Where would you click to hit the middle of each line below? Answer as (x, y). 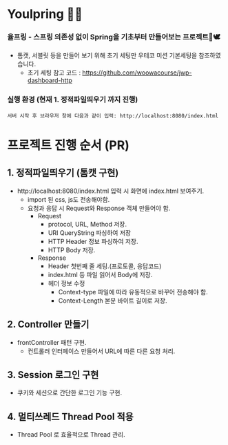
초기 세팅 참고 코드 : (54, 73)
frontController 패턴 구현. (52, 342)
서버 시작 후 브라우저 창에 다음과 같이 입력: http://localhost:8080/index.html (113, 116)
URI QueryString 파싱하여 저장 (90, 233)
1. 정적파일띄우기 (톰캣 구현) (63, 173)
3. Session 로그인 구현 (53, 375)
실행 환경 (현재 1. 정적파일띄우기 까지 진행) (73, 100)
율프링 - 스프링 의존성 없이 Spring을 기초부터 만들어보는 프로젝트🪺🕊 (114, 37)
